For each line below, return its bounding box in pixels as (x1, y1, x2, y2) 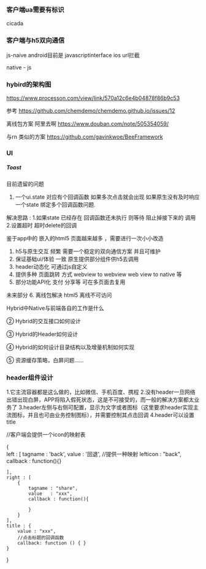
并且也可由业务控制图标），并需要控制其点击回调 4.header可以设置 (27, 411, 194, 419)
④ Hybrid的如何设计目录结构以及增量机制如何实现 (6, 343, 135, 351)
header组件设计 (6, 373, 53, 381)
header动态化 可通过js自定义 (15, 262, 88, 270)
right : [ (6, 475, 32, 481)
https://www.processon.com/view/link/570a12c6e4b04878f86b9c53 (6, 94, 180, 102)
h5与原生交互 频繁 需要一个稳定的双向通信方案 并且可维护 (15, 247, 161, 255)
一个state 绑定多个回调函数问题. (15, 200, 96, 208)
